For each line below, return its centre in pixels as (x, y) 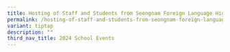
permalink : (23, 20)
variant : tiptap (30, 26)
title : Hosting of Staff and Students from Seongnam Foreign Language (110, 13)
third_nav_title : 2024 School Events (61, 38)
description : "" (30, 32)
